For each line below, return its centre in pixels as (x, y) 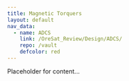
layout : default (31, 20)
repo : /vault (38, 45)
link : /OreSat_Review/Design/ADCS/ (71, 39)
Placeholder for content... (43, 71)
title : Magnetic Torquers (44, 13)
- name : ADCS (32, 33)
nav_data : (21, 26)
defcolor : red (40, 52)
